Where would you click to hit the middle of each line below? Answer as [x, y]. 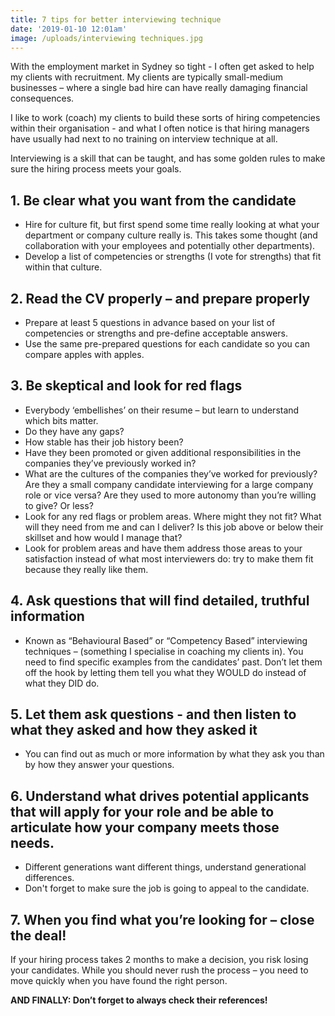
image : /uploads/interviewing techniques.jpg [106, 38]
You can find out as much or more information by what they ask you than [174, 754]
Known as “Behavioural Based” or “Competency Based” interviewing [166, 640]
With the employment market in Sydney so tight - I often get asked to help [162, 67]
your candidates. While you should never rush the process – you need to [159, 970]
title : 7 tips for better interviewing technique [116, 19]
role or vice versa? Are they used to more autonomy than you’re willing [170, 495]
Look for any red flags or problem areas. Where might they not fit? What [173, 516]
